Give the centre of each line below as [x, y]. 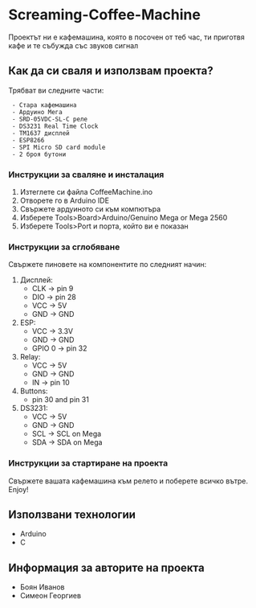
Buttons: [34, 391]
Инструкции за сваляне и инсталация [86, 175]
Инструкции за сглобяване [64, 247]
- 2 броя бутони [39, 154]
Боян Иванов [43, 587]
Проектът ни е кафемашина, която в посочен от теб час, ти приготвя [126, 37]
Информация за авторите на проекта [106, 567]
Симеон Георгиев [51, 596]
